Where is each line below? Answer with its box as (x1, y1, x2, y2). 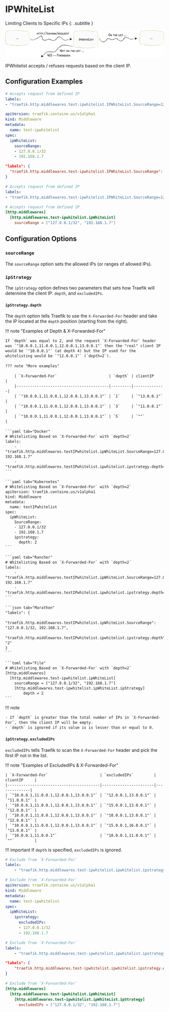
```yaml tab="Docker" (5, 429, 51, 434)
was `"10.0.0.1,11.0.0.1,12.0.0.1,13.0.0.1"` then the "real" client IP (5, 343, 161, 348)
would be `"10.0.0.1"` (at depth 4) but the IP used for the (5, 348, 136, 353)
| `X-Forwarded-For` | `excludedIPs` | (5, 772, 156, 777)
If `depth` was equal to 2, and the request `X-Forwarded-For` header (5, 338, 156, 343)
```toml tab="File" (5, 661, 46, 666)
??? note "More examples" (5, 364, 59, 369)
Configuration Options (5, 234, 77, 243)
